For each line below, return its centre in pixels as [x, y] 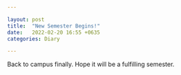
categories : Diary [34, 39]
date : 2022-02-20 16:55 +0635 [54, 32]
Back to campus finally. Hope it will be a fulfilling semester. [91, 64]
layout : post [26, 19]
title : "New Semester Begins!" [54, 26]
